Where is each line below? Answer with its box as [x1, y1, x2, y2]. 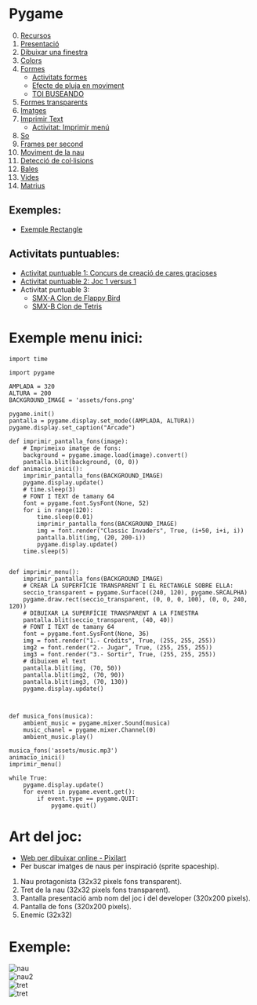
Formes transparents [20, 97, 89, 107]
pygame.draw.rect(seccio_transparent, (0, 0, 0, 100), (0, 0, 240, [23, 595, 248, 603]
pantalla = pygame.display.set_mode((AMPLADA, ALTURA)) [9, 417, 195, 425]
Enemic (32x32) [20, 910, 73, 919]
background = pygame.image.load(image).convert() [23, 451, 189, 459]
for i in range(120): [23, 506, 93, 514]
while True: [9, 774, 48, 782]
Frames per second [20, 139, 84, 148]
